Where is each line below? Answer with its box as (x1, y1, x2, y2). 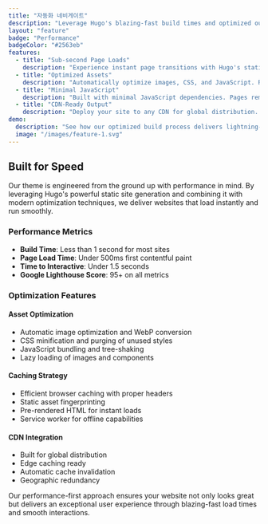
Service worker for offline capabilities (19, 414, 144, 424)
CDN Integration (8, 432, 64, 442)
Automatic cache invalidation (19, 467, 116, 477)
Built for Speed (8, 160, 84, 174)
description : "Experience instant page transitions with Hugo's (22, 64, 241, 72)
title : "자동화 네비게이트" (8, 11, 89, 20)
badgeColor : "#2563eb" (8, 41, 84, 49)
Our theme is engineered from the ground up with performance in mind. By (8, 181, 254, 191)
